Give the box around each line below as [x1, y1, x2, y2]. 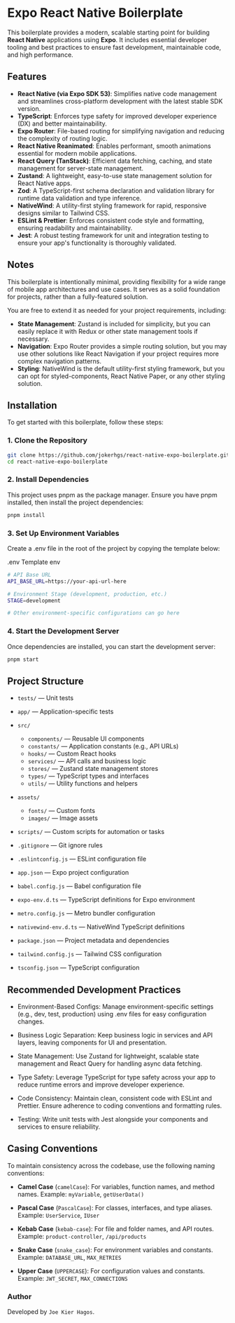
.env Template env [7, 558, 61, 566]
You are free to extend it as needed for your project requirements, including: [7, 306, 227, 314]
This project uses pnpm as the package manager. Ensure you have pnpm [7, 490, 218, 499]
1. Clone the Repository [7, 436, 87, 445]
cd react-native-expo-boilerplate [7, 458, 108, 465]
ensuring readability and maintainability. [17, 223, 133, 232]
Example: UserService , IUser [17, 1211, 100, 1219]
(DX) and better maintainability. [17, 119, 107, 128]
